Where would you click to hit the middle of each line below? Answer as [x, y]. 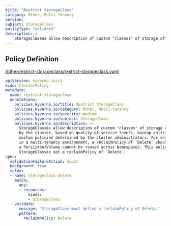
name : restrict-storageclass [41, 95]
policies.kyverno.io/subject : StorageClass [61, 119]
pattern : [28, 214]
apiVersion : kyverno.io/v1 [34, 81]
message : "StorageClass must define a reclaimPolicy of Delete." [89, 209]
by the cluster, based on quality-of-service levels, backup [85, 133]
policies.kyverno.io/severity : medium [55, 114]
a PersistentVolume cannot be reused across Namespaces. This [86, 147]
